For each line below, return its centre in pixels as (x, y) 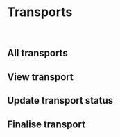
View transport (41, 77)
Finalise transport (46, 124)
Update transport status (60, 100)
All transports (37, 53)
